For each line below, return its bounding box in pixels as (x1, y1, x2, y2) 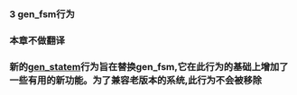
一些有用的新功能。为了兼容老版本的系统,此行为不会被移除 (9, 73, 263, 86)
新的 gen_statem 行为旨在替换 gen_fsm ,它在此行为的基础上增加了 (9, 60, 289, 73)
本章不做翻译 (9, 34, 66, 47)
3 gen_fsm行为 (9, 7, 75, 20)
